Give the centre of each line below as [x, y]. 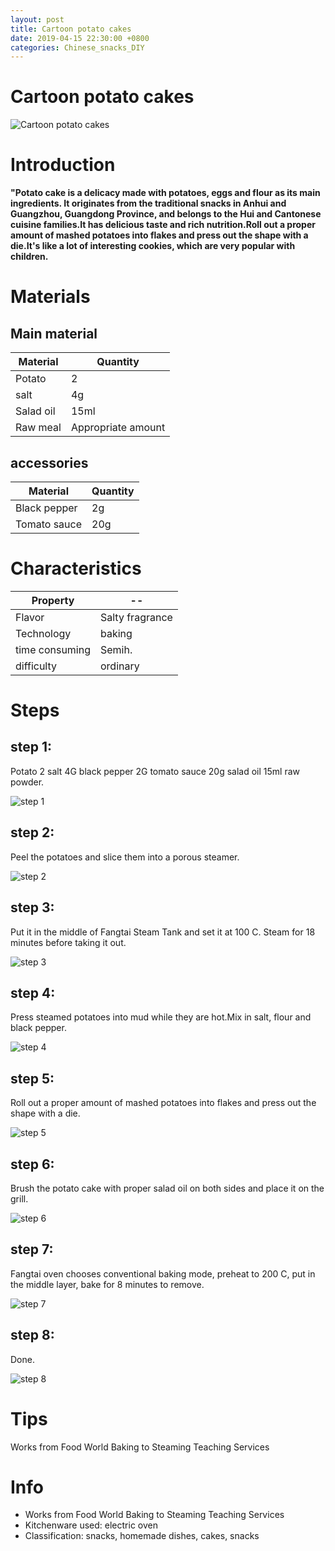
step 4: [33, 992]
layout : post [37, 19]
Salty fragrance [136, 617]
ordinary [120, 666]
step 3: [32, 907]
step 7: [32, 1249]
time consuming [53, 649]
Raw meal [38, 428]
